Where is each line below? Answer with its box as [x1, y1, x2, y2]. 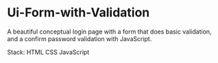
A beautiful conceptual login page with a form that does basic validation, [7, 27, 212, 36]
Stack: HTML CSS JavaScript [7, 48, 90, 56]
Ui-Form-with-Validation [7, 5, 150, 21]
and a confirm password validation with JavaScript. [7, 34, 152, 42]
